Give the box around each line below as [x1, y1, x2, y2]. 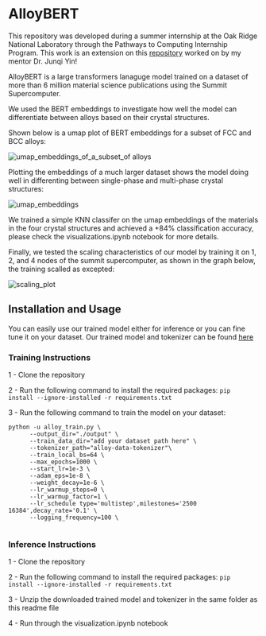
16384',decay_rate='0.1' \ [8, 506, 98, 515]
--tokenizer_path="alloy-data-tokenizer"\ [29, 444, 172, 452]
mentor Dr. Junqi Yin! [8, 56, 78, 66]
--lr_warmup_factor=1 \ [29, 493, 109, 501]
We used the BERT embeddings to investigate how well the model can [8, 104, 237, 114]
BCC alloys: [8, 136, 46, 145]
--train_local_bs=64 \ [29, 451, 105, 460]
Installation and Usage [8, 303, 121, 316]
